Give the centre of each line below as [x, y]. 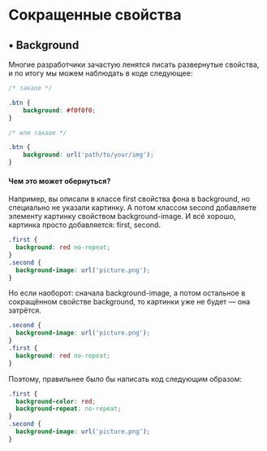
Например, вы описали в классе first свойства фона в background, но [129, 199]
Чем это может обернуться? [60, 181]
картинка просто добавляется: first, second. [84, 225]
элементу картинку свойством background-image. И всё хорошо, [122, 217]
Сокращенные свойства [95, 15]
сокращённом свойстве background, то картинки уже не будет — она [129, 302]
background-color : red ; [56, 401]
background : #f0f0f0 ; [59, 110]
